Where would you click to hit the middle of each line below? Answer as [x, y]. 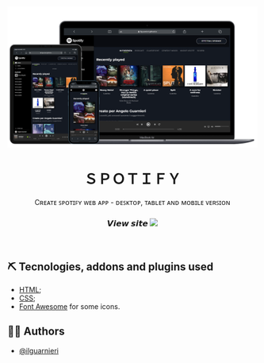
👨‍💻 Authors [36, 332]
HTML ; [30, 290]
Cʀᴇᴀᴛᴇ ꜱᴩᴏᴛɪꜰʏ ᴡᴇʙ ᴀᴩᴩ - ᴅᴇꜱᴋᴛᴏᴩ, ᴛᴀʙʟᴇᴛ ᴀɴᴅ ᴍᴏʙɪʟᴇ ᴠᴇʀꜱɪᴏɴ [132, 202]
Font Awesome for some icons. [69, 307]
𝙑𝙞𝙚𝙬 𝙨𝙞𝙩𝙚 [127, 223]
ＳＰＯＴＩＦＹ [132, 179]
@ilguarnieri [38, 350]
